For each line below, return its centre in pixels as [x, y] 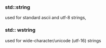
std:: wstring [20, 30]
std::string [18, 7]
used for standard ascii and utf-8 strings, [46, 18]
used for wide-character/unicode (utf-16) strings [53, 40]
